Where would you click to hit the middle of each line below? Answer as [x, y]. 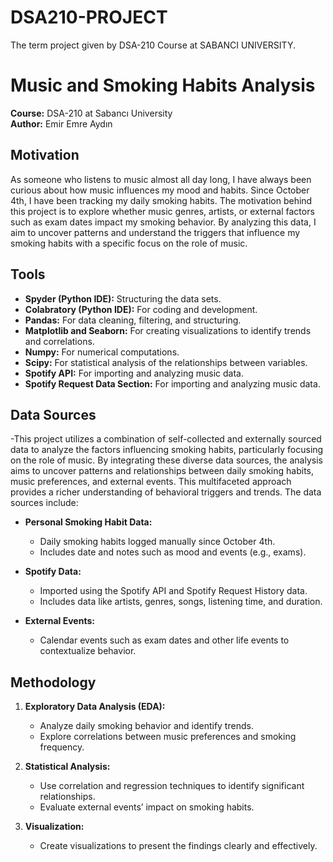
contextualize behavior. [88, 651]
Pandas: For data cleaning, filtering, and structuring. [133, 320]
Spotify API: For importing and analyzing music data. [134, 373]
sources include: [44, 503]
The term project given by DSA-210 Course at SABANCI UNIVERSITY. [153, 45]
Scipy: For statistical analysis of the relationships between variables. [166, 362]
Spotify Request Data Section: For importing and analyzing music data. [172, 383]
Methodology [53, 682]
